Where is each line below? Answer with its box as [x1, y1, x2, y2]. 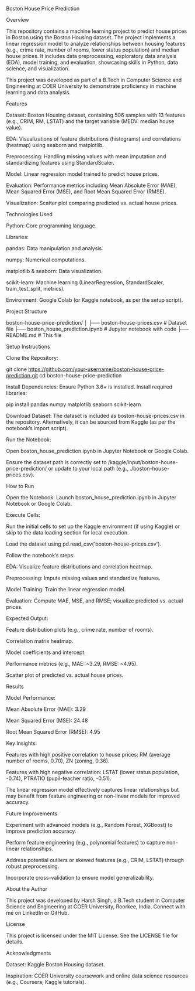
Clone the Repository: [6, 355, 58, 361]
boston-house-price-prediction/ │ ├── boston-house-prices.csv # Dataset [6, 319, 187, 326]
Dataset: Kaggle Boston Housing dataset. [6, 961, 105, 968]
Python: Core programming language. [6, 222, 97, 229]
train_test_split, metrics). [6, 285, 65, 292]
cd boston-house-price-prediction [39, 372, 122, 379]
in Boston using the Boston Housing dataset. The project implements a [6, 34, 176, 40]
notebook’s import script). [6, 425, 68, 431]
